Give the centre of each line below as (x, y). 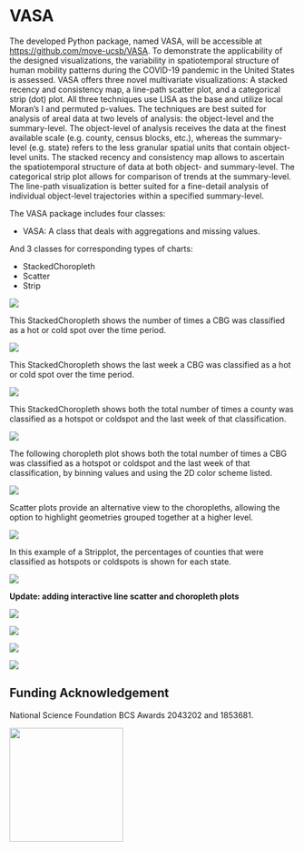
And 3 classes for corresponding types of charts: (101, 248)
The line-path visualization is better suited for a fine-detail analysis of (139, 186)
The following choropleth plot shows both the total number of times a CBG (148, 453)
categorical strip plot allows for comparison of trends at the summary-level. (151, 176)
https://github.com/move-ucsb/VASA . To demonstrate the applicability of (146, 50)
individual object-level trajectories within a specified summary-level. (137, 196)
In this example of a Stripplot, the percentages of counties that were (137, 552)
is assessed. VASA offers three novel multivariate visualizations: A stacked (148, 79)
